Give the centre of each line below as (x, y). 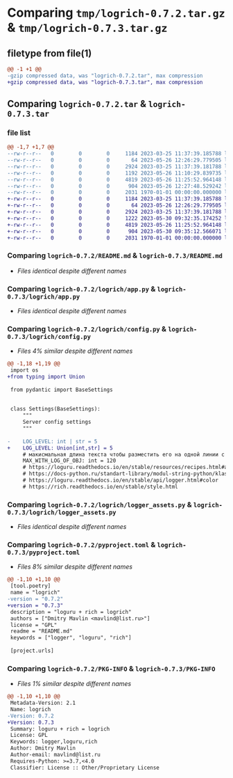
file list (19, 132)
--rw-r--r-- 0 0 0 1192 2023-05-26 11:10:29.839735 (114, 173)
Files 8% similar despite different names (75, 567)
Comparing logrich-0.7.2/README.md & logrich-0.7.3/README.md (115, 255)
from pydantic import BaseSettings (61, 390)
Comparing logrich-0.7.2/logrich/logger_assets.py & (100, 505)
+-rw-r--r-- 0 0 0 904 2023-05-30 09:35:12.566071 (114, 231)
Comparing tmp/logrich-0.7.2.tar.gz (116, 13)
